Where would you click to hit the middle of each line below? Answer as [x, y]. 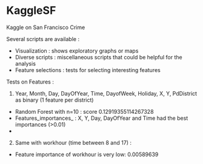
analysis [25, 64]
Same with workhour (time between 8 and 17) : [73, 142]
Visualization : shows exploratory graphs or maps [77, 51]
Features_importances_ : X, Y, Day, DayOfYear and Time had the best [101, 118]
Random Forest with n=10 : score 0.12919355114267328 [84, 111]
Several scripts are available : [43, 39]
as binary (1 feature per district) [54, 100]
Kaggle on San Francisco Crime [46, 27]
